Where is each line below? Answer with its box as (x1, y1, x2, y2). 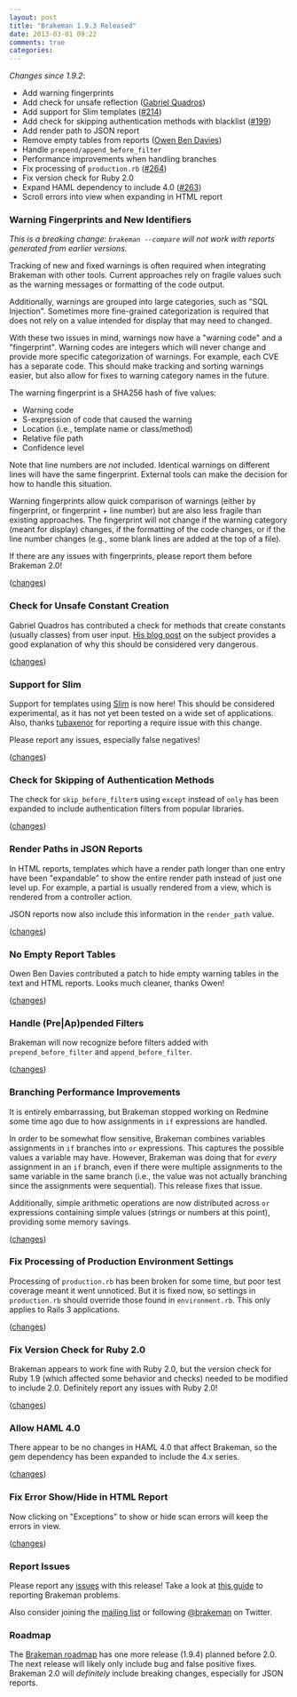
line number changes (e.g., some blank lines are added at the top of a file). (9, 534, 282, 545)
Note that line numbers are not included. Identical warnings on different (9, 459, 270, 471)
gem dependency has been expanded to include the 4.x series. (9, 1452, 240, 1462)
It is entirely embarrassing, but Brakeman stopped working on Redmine (9, 1106, 269, 1117)
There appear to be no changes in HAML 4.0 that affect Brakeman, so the (9, 1442, 277, 1453)
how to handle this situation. (9, 479, 113, 490)
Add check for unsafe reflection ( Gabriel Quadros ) (21, 97, 206, 108)
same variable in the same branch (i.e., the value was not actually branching (9, 1170, 288, 1182)
